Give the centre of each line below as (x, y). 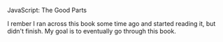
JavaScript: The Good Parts (47, 10)
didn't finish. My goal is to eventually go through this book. (92, 31)
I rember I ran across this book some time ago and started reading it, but (111, 23)
